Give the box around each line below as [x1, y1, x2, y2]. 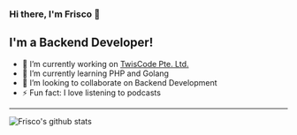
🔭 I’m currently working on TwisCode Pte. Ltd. [21, 58, 189, 69]
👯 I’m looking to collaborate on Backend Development [21, 77, 218, 87]
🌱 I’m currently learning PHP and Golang [21, 68, 170, 79]
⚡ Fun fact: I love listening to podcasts [21, 87, 162, 98]
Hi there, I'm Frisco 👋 [9, 8, 101, 20]
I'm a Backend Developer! [9, 35, 154, 50]
